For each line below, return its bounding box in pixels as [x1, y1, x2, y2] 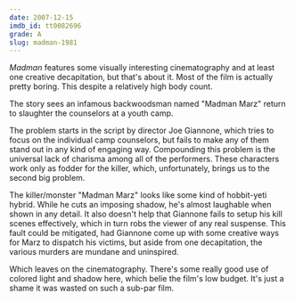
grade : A [9, 29, 42, 38]
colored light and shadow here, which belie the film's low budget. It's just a [9, 273, 284, 284]
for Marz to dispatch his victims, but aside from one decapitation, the [9, 237, 263, 248]
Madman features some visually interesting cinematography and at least [9, 62, 275, 73]
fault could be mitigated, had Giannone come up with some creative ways [9, 228, 279, 239]
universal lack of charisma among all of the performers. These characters [9, 153, 280, 165]
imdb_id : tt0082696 [9, 21, 82, 30]
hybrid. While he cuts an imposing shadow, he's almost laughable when [9, 200, 272, 210]
